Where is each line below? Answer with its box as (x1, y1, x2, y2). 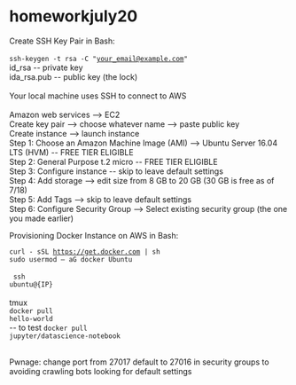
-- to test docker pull (9, 322, 88, 333)
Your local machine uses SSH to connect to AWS (9, 90, 187, 101)
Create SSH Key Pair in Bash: (9, 35, 115, 46)
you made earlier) (9, 213, 74, 224)
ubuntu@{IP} (9, 279, 53, 289)
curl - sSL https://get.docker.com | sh (9, 247, 161, 256)
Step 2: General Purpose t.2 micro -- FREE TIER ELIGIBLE (9, 156, 219, 167)
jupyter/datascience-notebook (9, 331, 121, 341)
